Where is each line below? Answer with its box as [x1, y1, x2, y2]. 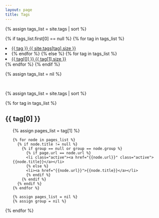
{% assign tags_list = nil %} [5, 71, 62, 77]
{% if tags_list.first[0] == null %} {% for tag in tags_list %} [5, 36, 124, 42]
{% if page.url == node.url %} [25, 151, 91, 156]
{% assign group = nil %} [12, 199, 66, 204]
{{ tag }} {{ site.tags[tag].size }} [11, 45, 76, 51]
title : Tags [5, 12, 30, 17]
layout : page [5, 7, 32, 13]
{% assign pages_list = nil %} [12, 194, 78, 199]
